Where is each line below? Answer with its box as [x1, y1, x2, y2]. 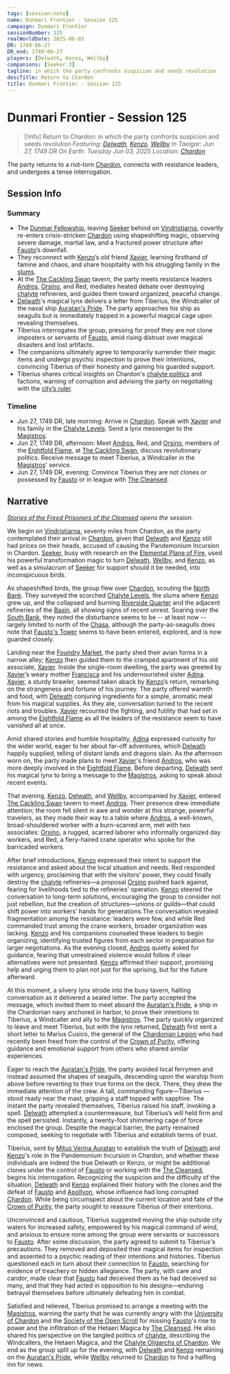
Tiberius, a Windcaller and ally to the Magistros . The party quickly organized [7, 1015, 223, 1023]
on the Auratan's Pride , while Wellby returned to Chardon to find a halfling [7, 1353, 216, 1361]
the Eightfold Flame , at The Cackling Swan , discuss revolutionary [16, 446, 201, 455]
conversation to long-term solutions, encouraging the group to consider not [7, 892, 221, 900]
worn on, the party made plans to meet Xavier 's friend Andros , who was [7, 756, 211, 764]
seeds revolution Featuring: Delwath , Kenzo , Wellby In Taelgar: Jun [23, 140, 214, 148]
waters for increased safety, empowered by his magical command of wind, [7, 1223, 218, 1231]
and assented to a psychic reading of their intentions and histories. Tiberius [7, 1252, 221, 1260]
